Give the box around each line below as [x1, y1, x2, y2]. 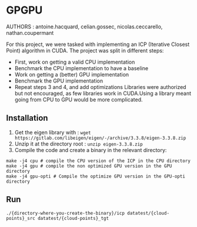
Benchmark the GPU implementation [14, 77, 103, 84]
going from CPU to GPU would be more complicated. [14, 96, 143, 103]
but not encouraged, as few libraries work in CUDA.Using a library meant [14, 90, 192, 97]
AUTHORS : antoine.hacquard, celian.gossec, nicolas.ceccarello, [6, 23, 163, 30]
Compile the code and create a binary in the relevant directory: [14, 146, 167, 153]
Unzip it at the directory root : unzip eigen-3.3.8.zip [14, 140, 143, 147]
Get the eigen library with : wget [14, 129, 91, 136]
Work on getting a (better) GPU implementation [14, 71, 129, 78]
